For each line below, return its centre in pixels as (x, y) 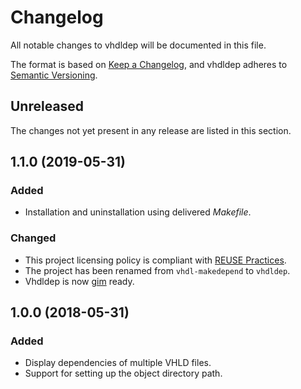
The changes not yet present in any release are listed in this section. (151, 130)
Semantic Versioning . (54, 75)
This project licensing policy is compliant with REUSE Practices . (155, 260)
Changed (33, 238)
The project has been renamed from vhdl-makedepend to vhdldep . (157, 270)
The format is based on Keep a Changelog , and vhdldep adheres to (149, 64)
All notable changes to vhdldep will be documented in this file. (138, 45)
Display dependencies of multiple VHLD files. (118, 363)
